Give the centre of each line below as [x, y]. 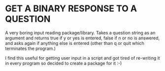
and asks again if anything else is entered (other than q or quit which [75, 43]
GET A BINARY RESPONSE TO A [71, 9]
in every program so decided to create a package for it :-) [64, 63]
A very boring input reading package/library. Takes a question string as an [80, 33]
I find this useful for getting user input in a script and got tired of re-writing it [82, 58]
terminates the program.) [30, 48]
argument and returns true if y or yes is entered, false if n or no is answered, [82, 38]
